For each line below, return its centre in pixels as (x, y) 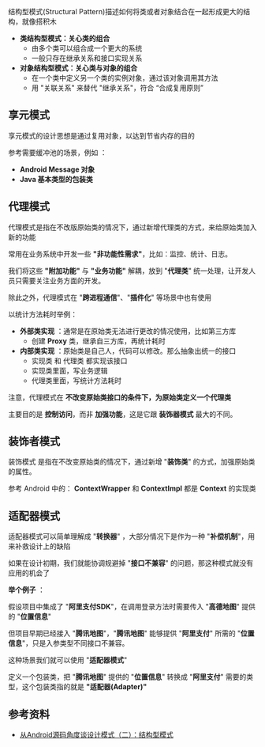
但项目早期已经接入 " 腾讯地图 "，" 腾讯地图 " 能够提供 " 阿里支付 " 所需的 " (125, 633)
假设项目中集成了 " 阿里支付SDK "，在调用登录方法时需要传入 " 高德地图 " (124, 607)
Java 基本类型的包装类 (56, 179)
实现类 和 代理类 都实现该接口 (79, 360)
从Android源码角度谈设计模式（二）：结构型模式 (96, 735)
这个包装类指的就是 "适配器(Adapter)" (84, 687)
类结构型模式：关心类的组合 (65, 38)
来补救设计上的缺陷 (39, 546)
